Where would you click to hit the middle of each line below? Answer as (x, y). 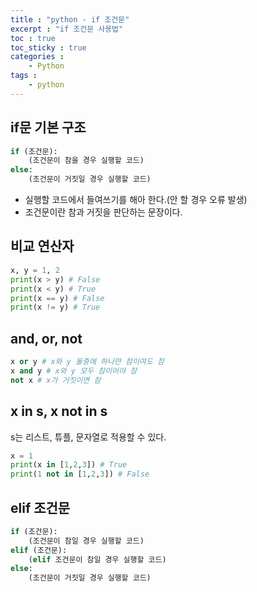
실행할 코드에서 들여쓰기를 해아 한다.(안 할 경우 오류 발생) (136, 200)
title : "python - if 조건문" (70, 19)
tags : (24, 76)
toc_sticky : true (48, 47)
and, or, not (46, 338)
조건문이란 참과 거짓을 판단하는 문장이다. (103, 212)
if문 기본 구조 (48, 127)
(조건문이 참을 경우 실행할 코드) (86, 161)
